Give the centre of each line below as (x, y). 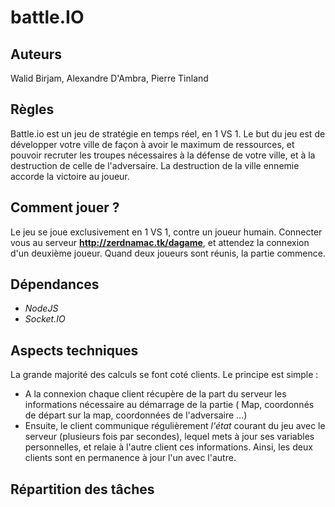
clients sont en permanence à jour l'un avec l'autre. (130, 458)
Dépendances (55, 284)
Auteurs (36, 54)
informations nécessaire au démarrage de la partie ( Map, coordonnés (169, 405)
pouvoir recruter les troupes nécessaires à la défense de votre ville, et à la (163, 155)
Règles (32, 109)
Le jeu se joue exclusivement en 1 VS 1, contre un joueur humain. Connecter (166, 232)
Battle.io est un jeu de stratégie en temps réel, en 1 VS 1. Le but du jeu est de (168, 133)
